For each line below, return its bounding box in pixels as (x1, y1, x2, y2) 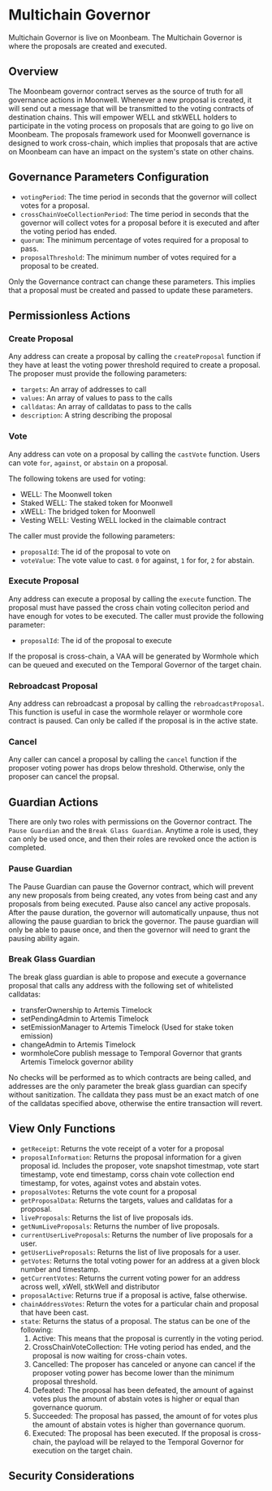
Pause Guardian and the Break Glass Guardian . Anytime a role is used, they (8, 826, 258, 836)
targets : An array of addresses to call (19, 384, 147, 395)
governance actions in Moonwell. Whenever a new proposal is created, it (8, 95, 253, 105)
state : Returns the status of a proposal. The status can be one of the (19, 1316, 251, 1325)
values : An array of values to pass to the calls (19, 393, 173, 403)
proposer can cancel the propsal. (8, 771, 119, 781)
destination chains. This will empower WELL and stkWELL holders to (8, 112, 237, 122)
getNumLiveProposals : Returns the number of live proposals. (19, 1221, 220, 1231)
